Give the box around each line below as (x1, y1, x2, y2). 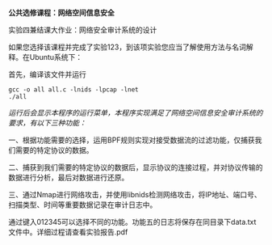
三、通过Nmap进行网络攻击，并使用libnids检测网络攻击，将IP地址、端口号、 (8, 190, 262, 199)
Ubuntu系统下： (29, 53, 83, 61)
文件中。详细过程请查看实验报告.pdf (8, 227, 128, 237)
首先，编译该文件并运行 (8, 70, 86, 79)
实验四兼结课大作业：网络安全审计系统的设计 (8, 25, 157, 35)
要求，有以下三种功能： (8, 118, 86, 128)
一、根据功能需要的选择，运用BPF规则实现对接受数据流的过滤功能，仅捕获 (8, 135, 256, 145)
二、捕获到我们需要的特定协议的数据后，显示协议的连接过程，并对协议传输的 (8, 163, 263, 172)
